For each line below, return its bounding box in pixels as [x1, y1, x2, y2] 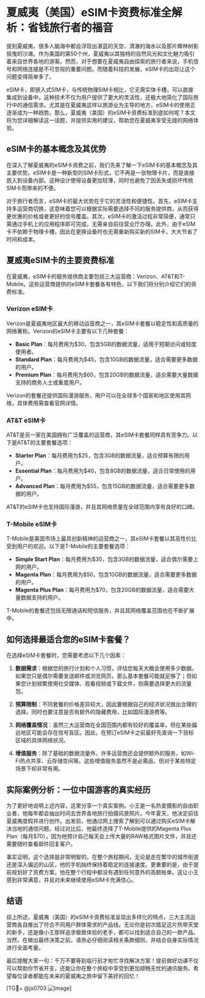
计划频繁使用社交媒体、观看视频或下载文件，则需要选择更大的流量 [26, 680, 192, 688]
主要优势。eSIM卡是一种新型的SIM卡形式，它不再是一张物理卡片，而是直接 [6, 169, 195, 176]
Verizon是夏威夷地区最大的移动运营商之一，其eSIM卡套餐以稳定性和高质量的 [6, 320, 199, 327]
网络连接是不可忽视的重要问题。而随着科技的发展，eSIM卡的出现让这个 [16, 65, 196, 72]
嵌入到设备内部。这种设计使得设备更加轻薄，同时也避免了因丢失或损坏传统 [6, 176, 193, 184]
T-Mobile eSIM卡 [6, 520, 57, 528]
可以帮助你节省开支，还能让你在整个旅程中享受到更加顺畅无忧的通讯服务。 [6, 964, 193, 972]
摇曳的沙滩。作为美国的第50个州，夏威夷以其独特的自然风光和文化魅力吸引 [6, 50, 195, 57]
